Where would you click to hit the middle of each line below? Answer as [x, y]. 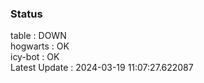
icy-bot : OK [35, 57]
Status [26, 14]
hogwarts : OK [40, 46]
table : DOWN [38, 36]
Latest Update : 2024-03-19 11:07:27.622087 [102, 68]
